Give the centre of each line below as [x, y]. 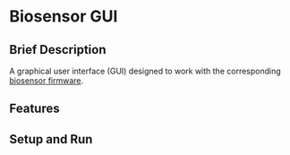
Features [34, 109]
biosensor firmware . [47, 81]
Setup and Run [51, 139]
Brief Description [58, 50]
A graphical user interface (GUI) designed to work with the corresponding [145, 71]
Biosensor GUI [64, 17]
